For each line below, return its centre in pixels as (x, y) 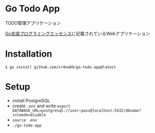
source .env (25, 120)
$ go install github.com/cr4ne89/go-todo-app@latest (61, 67)
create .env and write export (41, 106)
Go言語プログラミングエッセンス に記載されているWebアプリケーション (77, 33)
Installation (29, 54)
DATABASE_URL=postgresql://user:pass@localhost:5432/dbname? (77, 110)
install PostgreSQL (31, 100)
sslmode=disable (29, 115)
